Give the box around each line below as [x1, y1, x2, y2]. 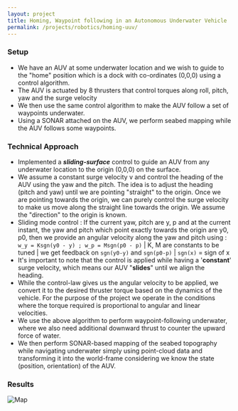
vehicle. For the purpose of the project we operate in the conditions [17, 293, 215, 302]
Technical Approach [7, 142, 80, 151]
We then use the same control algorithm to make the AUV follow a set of [17, 101, 229, 110]
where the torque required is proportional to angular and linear [17, 301, 201, 309]
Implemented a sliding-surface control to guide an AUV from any [17, 157, 210, 166]
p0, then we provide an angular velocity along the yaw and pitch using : [17, 233, 227, 242]
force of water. [17, 331, 61, 340]
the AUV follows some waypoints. [17, 124, 117, 132]
